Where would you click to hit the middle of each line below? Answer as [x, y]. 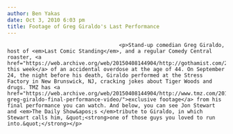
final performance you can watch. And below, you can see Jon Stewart [111, 106]
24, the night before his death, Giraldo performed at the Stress [105, 76]
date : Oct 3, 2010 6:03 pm [46, 20]
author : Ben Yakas [34, 13]
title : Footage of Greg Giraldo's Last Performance [83, 26]
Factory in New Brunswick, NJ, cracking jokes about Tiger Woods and [110, 82]
